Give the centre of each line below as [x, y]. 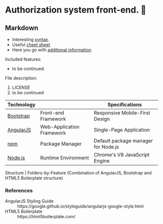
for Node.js [106, 147]
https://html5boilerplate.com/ [46, 217]
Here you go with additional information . [52, 50]
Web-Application [60, 127]
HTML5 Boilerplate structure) [34, 178]
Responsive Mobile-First [122, 113]
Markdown [22, 28]
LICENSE [21, 87]
